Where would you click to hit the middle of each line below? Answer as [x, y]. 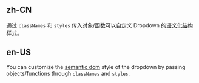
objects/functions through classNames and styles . [68, 73]
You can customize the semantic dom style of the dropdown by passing [96, 67]
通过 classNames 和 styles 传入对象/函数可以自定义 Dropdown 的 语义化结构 [99, 25]
